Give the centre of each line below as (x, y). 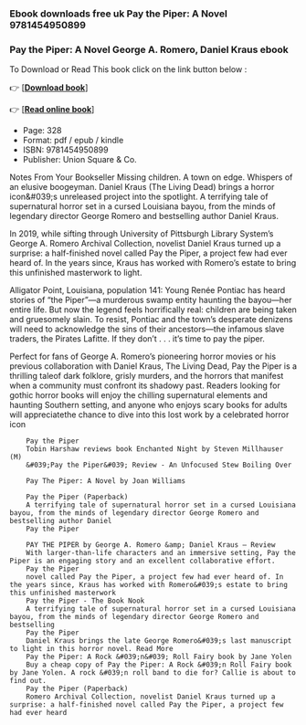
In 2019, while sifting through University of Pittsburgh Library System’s (142, 234)
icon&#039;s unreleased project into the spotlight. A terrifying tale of (139, 197)
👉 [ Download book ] (49, 88)
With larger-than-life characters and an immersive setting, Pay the (161, 553)
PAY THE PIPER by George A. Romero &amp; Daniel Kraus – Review (151, 545)
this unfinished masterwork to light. (76, 273)
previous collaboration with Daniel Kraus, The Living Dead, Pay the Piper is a (153, 366)
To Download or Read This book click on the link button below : (128, 69)
